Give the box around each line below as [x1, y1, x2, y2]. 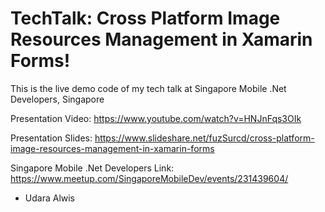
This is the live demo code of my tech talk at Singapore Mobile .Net [10, 82, 287, 94]
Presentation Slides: [10, 132, 93, 144]
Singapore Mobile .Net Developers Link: [10, 162, 175, 174]
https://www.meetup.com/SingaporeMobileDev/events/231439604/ [10, 172, 289, 184]
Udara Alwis [24, 192, 76, 204]
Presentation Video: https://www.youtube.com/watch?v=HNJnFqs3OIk [10, 112, 302, 124]
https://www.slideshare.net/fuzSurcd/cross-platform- [94, 132, 315, 144]
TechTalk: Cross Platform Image [10, 7, 281, 30]
